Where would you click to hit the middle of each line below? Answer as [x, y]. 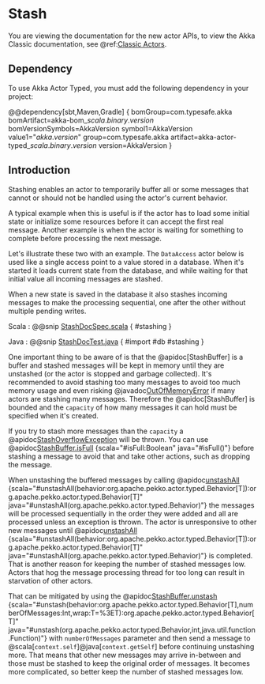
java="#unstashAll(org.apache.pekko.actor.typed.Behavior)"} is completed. [131, 555]
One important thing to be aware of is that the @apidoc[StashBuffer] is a [126, 357]
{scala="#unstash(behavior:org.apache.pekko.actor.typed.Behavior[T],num [131, 604]
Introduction [39, 170]
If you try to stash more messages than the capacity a [96, 431]
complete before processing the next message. [85, 238]
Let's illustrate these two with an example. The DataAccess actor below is [126, 253]
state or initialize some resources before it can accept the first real [116, 221]
